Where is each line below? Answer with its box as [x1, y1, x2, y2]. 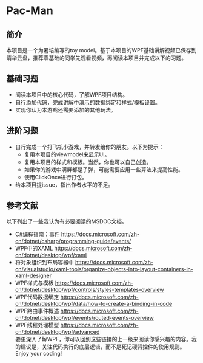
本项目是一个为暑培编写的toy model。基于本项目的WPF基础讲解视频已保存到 [6, 47, 197, 54]
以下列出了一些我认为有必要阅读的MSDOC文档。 [6, 218, 127, 225]
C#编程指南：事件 [15, 230, 60, 238]
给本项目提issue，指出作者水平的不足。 [15, 181, 114, 188]
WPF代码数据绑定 [15, 293, 59, 301]
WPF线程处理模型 [15, 322, 59, 329]
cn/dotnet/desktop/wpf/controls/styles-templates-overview [15, 286, 165, 294]
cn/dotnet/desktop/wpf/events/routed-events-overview [15, 314, 155, 322]
